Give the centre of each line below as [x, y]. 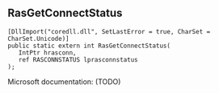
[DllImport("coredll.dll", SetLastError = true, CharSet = [109, 31]
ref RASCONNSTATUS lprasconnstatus [78, 59]
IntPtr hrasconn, [48, 53]
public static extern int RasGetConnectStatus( [89, 46]
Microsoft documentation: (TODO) [64, 81]
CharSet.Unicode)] [38, 38]
